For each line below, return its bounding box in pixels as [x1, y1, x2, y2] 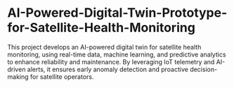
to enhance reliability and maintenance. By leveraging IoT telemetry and [7, 57, 215, 66]
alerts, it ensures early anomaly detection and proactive [27, 65, 188, 73]
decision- [189, 65, 218, 73]
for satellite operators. [30, 72, 94, 81]
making [7, 72, 30, 81]
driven [7, 65, 26, 73]
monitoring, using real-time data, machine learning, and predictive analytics [7, 50, 226, 59]
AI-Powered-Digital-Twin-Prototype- [7, 5, 228, 21]
